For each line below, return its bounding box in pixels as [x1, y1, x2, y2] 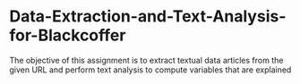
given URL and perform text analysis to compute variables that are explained [9, 64, 292, 75]
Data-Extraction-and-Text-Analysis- [9, 6, 287, 27]
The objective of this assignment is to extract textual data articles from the [9, 55, 284, 65]
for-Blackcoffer [9, 25, 126, 46]
